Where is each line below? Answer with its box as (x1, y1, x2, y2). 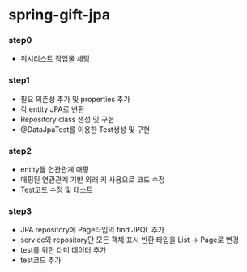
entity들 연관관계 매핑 (19, 164, 89, 175)
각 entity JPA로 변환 (19, 104, 85, 114)
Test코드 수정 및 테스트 (19, 185, 93, 195)
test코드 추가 (19, 255, 62, 265)
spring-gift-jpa (8, 6, 111, 24)
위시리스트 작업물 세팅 (19, 54, 91, 64)
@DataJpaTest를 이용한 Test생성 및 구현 (19, 124, 151, 134)
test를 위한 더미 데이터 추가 (19, 245, 107, 255)
